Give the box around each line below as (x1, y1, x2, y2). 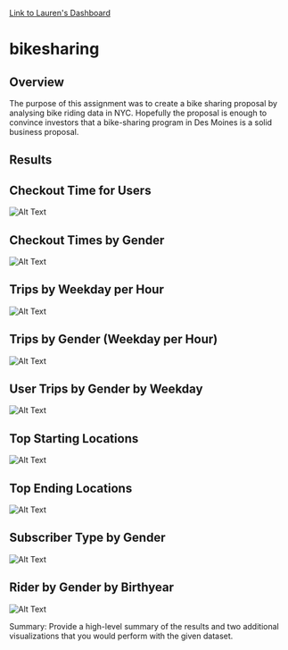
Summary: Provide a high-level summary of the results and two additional (9, 620, 279, 631)
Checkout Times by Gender (9, 232, 165, 248)
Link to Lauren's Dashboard (9, 8, 111, 18)
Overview (9, 74, 65, 89)
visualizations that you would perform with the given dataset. (9, 630, 234, 641)
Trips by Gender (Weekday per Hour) (9, 332, 218, 347)
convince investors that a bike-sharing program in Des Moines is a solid (9, 117, 273, 128)
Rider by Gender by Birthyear (9, 580, 175, 595)
